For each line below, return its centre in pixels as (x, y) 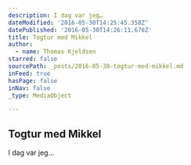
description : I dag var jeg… (56, 15)
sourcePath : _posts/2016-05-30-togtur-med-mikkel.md (96, 66)
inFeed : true (29, 74)
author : (21, 45)
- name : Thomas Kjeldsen (56, 52)
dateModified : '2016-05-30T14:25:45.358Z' (78, 23)
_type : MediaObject (40, 95)
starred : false (33, 59)
